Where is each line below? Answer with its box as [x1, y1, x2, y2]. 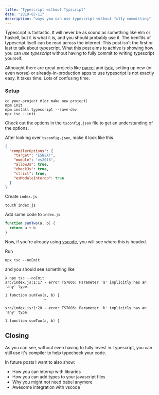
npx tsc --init [5, 111, 36, 116]
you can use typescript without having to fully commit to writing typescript [5, 50, 154, 56]
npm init [5, 103, 23, 108]
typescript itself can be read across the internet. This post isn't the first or [5, 40, 153, 46]
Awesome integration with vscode [12, 384, 80, 390]
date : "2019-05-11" [5, 12, 45, 17]
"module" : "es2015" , [14, 158, 55, 162]
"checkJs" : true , [14, 167, 49, 172]
